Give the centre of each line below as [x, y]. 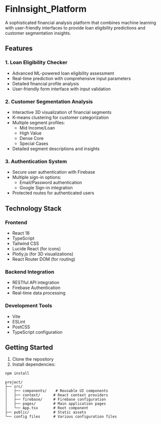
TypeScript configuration [37, 332]
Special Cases [34, 143]
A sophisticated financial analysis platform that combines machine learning [81, 23]
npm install [17, 373]
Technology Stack [33, 208]
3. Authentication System [36, 161]
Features [19, 48]
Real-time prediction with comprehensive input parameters [71, 78]
